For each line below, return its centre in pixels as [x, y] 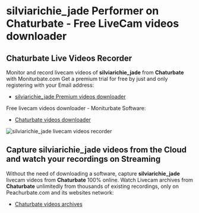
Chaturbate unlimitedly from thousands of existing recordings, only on [93, 186]
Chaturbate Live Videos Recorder [69, 58]
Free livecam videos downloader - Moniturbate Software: [76, 108]
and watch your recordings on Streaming [83, 159]
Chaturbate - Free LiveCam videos [93, 24]
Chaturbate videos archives [49, 204]
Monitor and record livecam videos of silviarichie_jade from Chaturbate [95, 72]
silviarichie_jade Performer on [83, 11]
